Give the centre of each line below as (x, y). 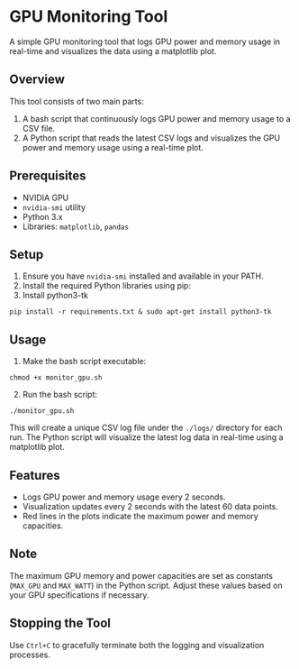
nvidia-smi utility (54, 207)
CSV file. (39, 128)
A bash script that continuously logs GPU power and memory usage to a (156, 118)
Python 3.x (42, 216)
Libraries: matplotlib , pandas (75, 226)
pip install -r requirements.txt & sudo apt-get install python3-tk (140, 312)
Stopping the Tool (60, 623)
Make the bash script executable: (84, 362)
